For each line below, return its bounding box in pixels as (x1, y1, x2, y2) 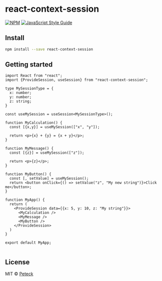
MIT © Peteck (5, 271, 33, 277)
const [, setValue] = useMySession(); (9, 176, 89, 181)
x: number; (9, 91, 32, 95)
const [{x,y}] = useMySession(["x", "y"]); (9, 125, 100, 130)
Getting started (5, 60, 53, 69)
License (5, 258, 30, 266)
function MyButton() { (5, 172, 52, 177)
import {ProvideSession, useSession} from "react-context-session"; (5, 77, 148, 83)
